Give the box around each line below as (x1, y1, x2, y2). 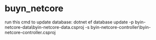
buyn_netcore (4, 3, 64, 14)
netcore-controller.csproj (4, 29, 56, 35)
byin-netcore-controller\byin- (90, 24, 151, 30)
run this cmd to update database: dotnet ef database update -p (4, 19, 134, 25)
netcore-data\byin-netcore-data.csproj (4, 24, 84, 30)
